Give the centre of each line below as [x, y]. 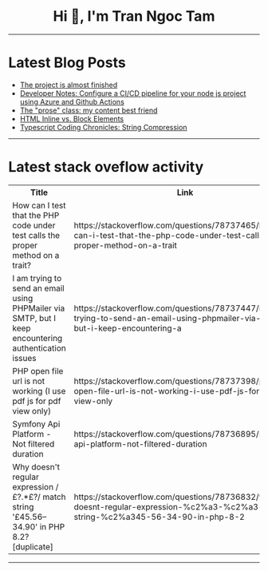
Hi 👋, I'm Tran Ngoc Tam [134, 16]
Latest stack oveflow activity [106, 167]
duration [28, 454]
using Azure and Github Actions [72, 101]
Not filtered [33, 444]
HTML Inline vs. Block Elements [72, 118]
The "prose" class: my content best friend [89, 110]
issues [24, 358]
